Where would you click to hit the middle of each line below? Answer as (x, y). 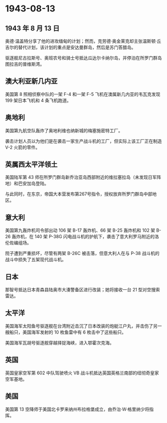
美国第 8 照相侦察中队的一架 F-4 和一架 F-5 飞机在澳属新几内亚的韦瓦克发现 (83, 94)
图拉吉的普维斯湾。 (25, 64)
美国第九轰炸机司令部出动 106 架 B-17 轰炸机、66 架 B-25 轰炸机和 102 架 (80, 230)
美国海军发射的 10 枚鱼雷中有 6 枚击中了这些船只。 (74, 332)
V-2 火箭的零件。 (23, 147)
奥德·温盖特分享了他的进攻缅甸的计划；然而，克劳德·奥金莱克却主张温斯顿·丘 (83, 41)
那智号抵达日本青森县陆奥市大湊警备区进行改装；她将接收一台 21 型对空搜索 (83, 290)
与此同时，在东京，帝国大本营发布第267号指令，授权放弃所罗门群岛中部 (79, 194)
